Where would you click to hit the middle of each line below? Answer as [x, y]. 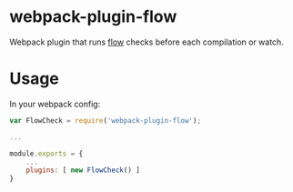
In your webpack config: [55, 104]
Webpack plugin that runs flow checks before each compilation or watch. [146, 42]
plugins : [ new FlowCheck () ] [83, 170]
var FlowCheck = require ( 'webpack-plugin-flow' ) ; [106, 120]
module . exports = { [46, 153]
